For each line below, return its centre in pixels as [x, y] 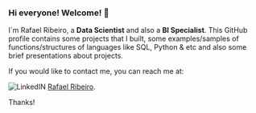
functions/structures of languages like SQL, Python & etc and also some [128, 47]
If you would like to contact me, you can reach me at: [96, 71]
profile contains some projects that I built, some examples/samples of [124, 38]
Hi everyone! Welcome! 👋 [59, 13]
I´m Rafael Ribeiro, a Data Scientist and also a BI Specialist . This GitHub [128, 30]
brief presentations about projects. [66, 56]
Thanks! [22, 103]
